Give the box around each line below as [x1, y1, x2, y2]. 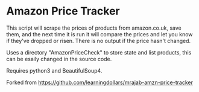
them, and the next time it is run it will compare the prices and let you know [6, 30, 193, 38]
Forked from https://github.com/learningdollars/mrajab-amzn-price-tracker [6, 79, 193, 86]
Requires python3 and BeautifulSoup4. [6, 67, 103, 74]
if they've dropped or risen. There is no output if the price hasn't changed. [6, 37, 191, 44]
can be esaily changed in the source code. [6, 55, 112, 62]
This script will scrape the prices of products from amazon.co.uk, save [6, 24, 182, 31]
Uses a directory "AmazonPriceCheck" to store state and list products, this [6, 48, 192, 56]
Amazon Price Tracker [6, 4, 121, 18]
